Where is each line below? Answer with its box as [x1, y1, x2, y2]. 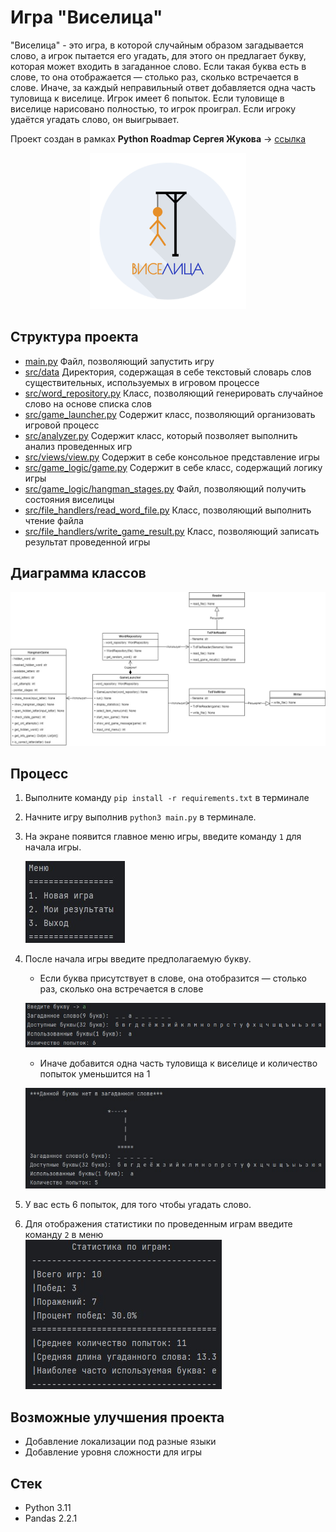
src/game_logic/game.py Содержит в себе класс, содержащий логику [24, 461, 323, 473]
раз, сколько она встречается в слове [39, 983, 204, 995]
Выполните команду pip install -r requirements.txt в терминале [24, 792, 310, 804]
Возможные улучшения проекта [10, 1409, 225, 1426]
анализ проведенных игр [24, 440, 133, 452]
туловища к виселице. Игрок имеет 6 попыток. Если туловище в [10, 92, 285, 104]
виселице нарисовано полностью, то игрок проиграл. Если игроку [10, 102, 297, 115]
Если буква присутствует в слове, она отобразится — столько [39, 972, 307, 985]
